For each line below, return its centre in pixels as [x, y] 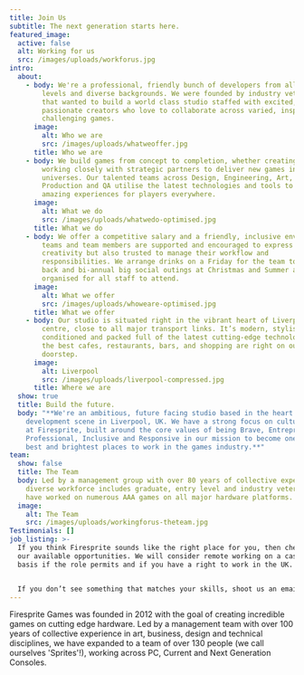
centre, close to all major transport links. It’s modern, [156, 329]
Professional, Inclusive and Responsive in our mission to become [153, 438]
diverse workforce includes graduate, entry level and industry [149, 489]
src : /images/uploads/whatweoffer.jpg [115, 144]
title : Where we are [72, 388]
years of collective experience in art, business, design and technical [136, 633]
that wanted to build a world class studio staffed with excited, [170, 102]
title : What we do [68, 228]
